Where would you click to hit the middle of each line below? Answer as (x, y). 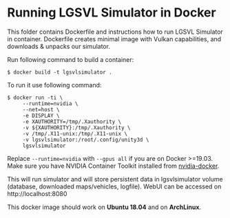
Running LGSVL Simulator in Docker (112, 13)
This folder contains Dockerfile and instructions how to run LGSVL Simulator (115, 32)
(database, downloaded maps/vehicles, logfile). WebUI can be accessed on (114, 186)
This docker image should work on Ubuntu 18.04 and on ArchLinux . (104, 207)
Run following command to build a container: (71, 59)
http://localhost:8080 (37, 193)
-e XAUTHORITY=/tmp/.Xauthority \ (72, 122)
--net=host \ (41, 109)
